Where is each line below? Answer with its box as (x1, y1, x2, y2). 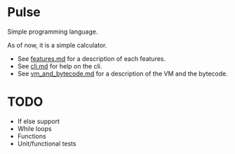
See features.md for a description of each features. (17, 54, 166, 63)
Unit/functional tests (17, 139, 76, 148)
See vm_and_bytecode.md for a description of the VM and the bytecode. (17, 69, 228, 78)
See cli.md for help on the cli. (17, 62, 102, 70)
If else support (17, 117, 60, 125)
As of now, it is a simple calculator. (7, 41, 107, 49)
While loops (17, 124, 52, 133)
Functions (17, 132, 47, 140)
